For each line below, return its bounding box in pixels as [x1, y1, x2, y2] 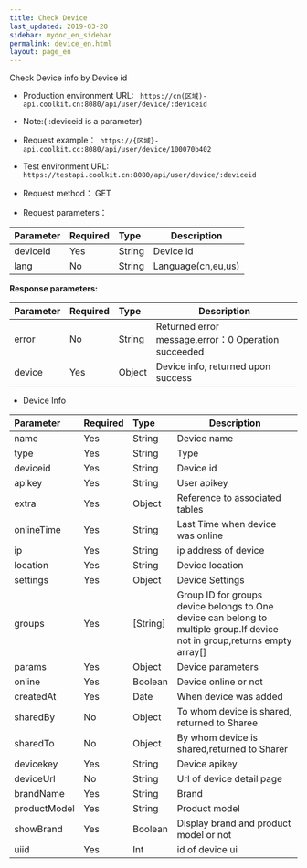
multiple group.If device [176, 623, 279, 636]
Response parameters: [9, 283, 99, 294]
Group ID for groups [176, 588, 263, 601]
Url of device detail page [176, 773, 283, 786]
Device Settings [176, 574, 245, 587]
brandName [14, 788, 66, 800]
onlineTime [14, 524, 61, 536]
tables [176, 503, 204, 516]
